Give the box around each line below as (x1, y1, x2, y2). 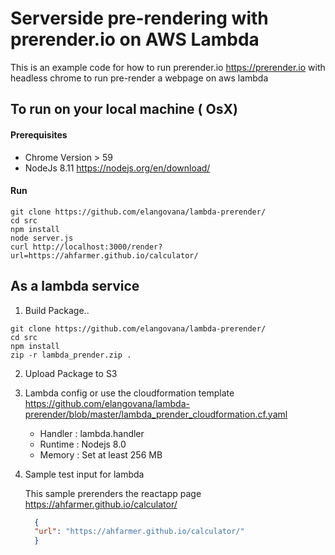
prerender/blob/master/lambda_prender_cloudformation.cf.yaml (24, 408, 288, 420)
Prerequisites (10, 128, 68, 141)
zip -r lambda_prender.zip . (10, 350, 132, 360)
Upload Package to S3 (24, 367, 118, 379)
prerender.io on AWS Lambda (10, 28, 260, 51)
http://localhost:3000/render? (32, 242, 163, 252)
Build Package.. (24, 304, 90, 316)
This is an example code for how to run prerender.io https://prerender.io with (10, 61, 326, 73)
